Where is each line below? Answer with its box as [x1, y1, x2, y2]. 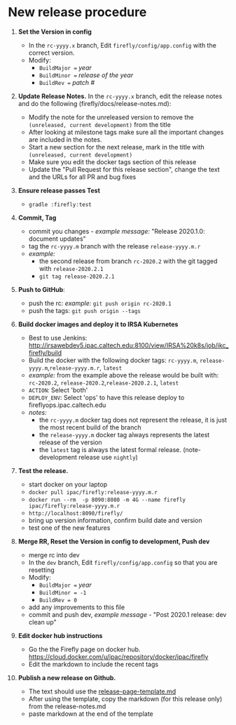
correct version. [28, 48, 75, 57]
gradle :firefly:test [28, 201, 92, 208]
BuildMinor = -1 [39, 589, 87, 597]
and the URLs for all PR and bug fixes [28, 173, 137, 181]
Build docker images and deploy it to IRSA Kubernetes [18, 320, 179, 328]
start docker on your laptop [28, 480, 108, 488]
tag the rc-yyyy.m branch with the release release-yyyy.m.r [28, 241, 201, 250]
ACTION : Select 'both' [28, 385, 88, 394]
